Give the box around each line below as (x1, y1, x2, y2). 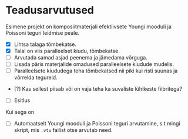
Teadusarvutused (5, 4, 95, 17)
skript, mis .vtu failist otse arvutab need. (14, 127, 113, 134)
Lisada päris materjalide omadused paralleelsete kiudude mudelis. (14, 61, 174, 68)
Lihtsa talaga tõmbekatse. (14, 41, 77, 48)
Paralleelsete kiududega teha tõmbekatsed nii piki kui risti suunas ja (14, 67, 178, 74)
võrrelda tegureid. (14, 74, 58, 81)
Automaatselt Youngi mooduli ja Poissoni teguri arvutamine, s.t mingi (14, 120, 180, 127)
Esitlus (14, 97, 31, 104)
